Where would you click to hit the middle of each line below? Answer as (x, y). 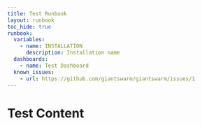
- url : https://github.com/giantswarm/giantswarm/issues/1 (108, 79)
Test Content (46, 113)
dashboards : (31, 59)
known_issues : (34, 72)
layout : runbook (31, 20)
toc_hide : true (29, 27)
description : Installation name (73, 53)
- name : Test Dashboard (55, 66)
